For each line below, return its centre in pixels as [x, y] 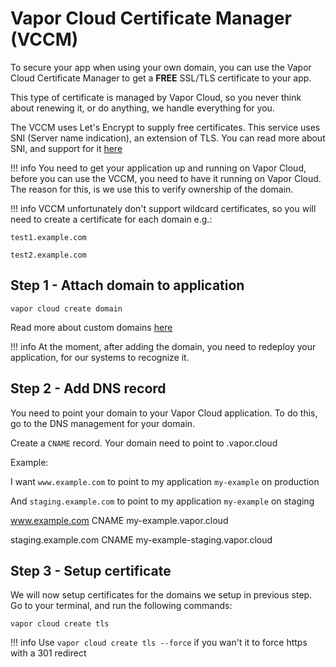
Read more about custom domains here [91, 327]
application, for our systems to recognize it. [100, 357]
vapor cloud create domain [66, 308]
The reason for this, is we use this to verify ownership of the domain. [152, 189]
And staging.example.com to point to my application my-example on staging [162, 501]
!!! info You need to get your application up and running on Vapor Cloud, [158, 168]
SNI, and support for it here [66, 148]
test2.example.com [48, 255]
